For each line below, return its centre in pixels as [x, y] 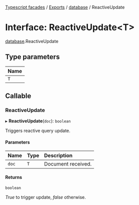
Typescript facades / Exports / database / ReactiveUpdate [65, 7]
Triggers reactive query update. [38, 131]
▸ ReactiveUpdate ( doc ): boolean [38, 121]
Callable [18, 96]
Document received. [68, 163]
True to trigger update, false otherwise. [45, 197]
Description [58, 155]
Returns [14, 177]
